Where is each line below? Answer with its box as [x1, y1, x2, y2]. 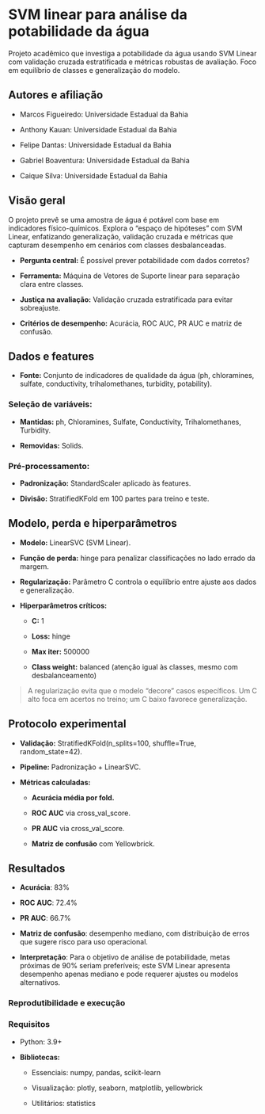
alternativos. [19, 978, 61, 987]
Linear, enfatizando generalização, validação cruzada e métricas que [8, 231, 233, 241]
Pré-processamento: [8, 460, 90, 471]
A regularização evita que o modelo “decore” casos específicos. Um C [27, 685, 258, 695]
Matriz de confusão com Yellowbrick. [31, 838, 156, 849]
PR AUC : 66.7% [19, 914, 71, 923]
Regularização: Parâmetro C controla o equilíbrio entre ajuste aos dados [19, 577, 257, 586]
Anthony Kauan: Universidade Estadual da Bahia [19, 124, 177, 134]
